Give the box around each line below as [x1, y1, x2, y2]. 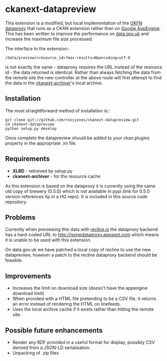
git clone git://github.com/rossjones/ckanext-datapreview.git [5, 117, 140, 122]
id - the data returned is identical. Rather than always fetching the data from [5, 69, 161, 75]
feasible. [5, 257, 23, 263]
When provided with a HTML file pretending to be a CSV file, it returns [12, 296, 157, 302]
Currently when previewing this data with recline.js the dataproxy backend [5, 226, 158, 233]
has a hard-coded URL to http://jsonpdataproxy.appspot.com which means [5, 232, 159, 238]
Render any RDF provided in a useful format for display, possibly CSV [12, 340, 155, 345]
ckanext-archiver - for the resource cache [12, 173, 101, 179]
